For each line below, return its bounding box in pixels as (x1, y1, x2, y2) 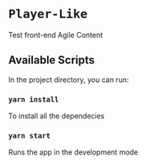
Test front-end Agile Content (8, 30, 103, 39)
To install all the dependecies (8, 111, 105, 121)
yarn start (8, 131, 51, 140)
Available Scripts (8, 53, 95, 67)
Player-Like (8, 6, 88, 22)
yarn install (8, 95, 59, 104)
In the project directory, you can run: (8, 75, 129, 85)
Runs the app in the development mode (8, 147, 139, 157)
